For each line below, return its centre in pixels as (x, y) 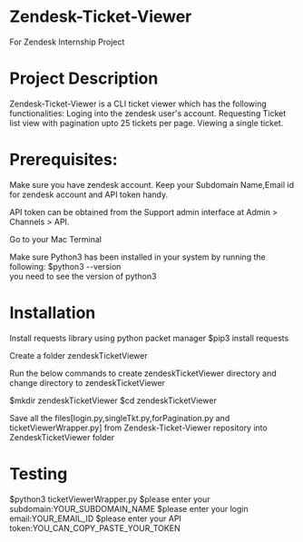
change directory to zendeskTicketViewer (88, 382)
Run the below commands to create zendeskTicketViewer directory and (143, 373)
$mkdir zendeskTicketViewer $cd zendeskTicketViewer (113, 400)
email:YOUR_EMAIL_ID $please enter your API (95, 518)
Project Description (84, 79)
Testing (39, 473)
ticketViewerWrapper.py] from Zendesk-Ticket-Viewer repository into (138, 428)
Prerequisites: (64, 160)
